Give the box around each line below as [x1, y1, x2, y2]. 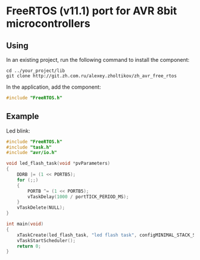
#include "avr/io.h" [6, 150, 58, 156]
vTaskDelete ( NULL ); [17, 205, 65, 211]
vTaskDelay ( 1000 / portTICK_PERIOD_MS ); [27, 193, 129, 200]
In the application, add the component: [6, 83, 101, 90]
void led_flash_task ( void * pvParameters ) [6, 161, 111, 167]
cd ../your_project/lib [6, 68, 65, 74]
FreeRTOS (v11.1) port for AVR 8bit [6, 4, 177, 18]
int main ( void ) [6, 221, 44, 227]
